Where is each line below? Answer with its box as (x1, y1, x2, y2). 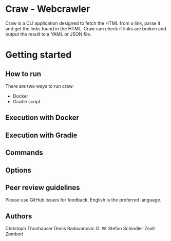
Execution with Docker (5, 114, 80, 122)
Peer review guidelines (5, 183, 80, 192)
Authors (5, 212, 32, 220)
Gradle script (12, 98, 41, 104)
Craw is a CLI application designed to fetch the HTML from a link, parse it (5, 20, 161, 26)
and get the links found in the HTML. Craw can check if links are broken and (5, 25, 166, 31)
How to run (5, 69, 42, 78)
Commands (5, 149, 44, 157)
